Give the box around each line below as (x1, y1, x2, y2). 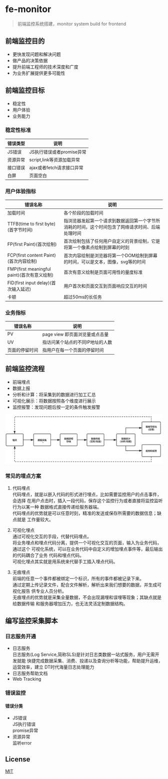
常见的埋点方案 (5, 473, 41, 480)
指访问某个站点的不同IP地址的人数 (42, 339, 112, 345)
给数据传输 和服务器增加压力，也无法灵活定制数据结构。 (12, 600, 128, 606)
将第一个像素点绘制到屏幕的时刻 (63, 245, 130, 251)
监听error (12, 740, 32, 746)
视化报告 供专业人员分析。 (12, 588, 66, 594)
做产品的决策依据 (12, 57, 48, 63)
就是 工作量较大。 (16, 516, 53, 522)
